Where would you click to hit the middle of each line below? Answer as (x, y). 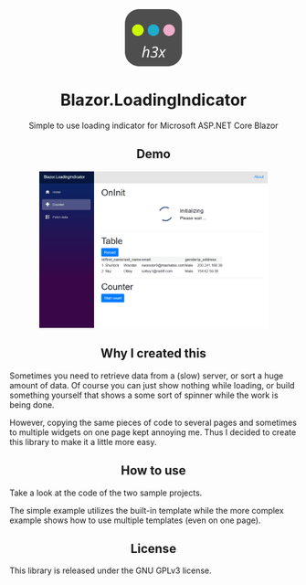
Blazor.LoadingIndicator (153, 100)
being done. (32, 404)
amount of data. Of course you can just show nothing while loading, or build (152, 385)
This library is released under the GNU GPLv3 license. (111, 570)
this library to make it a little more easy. (83, 441)
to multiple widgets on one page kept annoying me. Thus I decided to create (153, 432)
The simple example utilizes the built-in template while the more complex (147, 510)
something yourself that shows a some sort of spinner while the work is (144, 395)
